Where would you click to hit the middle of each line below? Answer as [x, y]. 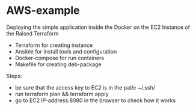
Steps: [14, 76]
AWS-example [43, 11]
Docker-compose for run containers [59, 58]
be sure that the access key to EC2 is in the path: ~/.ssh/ [85, 87]
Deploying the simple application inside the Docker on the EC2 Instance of [98, 27]
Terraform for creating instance [54, 45]
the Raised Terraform [32, 33]
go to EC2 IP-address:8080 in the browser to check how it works [95, 100]
